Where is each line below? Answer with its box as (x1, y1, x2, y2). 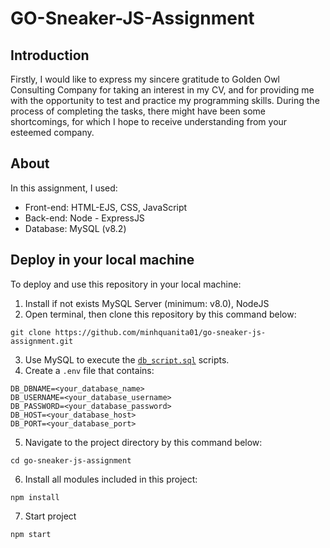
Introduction (10, 47, 90, 64)
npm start (10, 529, 52, 539)
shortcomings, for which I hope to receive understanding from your (10, 116, 288, 127)
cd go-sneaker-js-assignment (10, 455, 132, 466)
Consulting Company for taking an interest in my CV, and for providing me (10, 84, 315, 96)
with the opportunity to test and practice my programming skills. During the (10, 95, 320, 106)
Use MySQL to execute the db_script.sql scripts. (24, 353, 230, 366)
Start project (24, 510, 77, 522)
